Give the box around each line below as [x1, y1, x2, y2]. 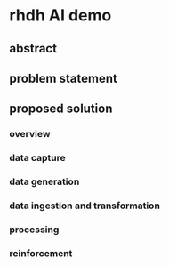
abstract [9, 41, 58, 56]
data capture [9, 152, 67, 165]
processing [9, 223, 60, 236]
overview [9, 128, 51, 141]
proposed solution [9, 101, 113, 117]
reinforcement [9, 246, 73, 259]
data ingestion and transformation [9, 199, 160, 212]
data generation [9, 175, 80, 188]
